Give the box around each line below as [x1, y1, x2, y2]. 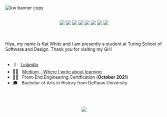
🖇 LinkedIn [12, 62, 38, 67]
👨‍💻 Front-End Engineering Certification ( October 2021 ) [12, 74, 128, 80]
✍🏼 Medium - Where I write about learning [12, 69, 102, 75]
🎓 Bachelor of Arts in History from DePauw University [12, 80, 127, 85]
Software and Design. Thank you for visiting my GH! [5, 46, 112, 52]
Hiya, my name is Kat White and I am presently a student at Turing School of [5, 41, 162, 47]
